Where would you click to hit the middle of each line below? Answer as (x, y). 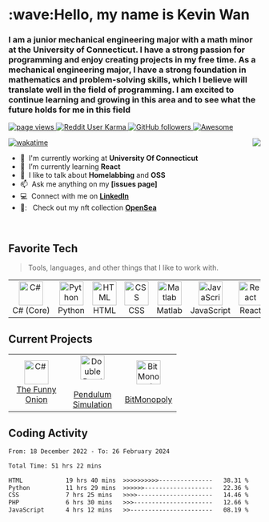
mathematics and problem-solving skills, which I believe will (128, 80)
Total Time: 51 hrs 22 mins (55, 466)
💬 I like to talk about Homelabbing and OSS (92, 175)
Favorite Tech (43, 249)
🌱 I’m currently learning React (70, 167)
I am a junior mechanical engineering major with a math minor (131, 40)
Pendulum (92, 395)
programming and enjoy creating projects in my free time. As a (132, 60)
